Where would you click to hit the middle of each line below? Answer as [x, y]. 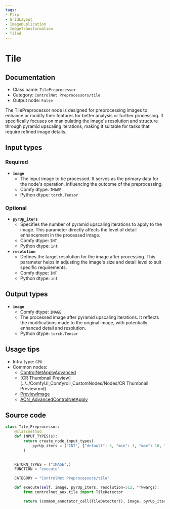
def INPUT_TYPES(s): [36, 436]
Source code [26, 415]
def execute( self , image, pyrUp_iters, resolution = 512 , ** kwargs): [87, 488]
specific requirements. [44, 267]
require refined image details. [36, 132]
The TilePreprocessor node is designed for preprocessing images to [76, 110]
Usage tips [23, 349]
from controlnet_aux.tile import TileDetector [73, 492]
